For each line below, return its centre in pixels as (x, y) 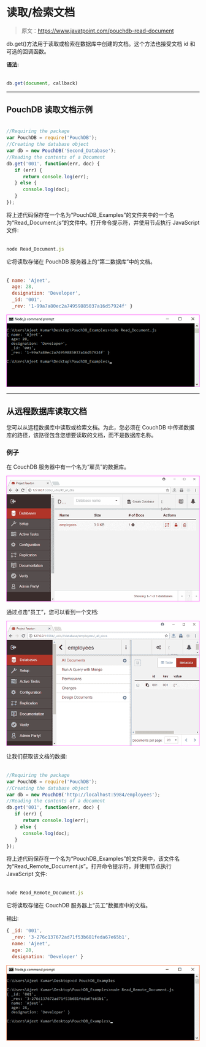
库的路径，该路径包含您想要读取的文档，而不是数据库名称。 (82, 435)
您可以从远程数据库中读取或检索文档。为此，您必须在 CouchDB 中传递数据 (101, 427)
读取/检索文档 (41, 13)
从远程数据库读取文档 (47, 411)
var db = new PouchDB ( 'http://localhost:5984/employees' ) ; (83, 795)
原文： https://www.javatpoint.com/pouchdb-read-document (97, 31)
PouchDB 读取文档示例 (50, 110)
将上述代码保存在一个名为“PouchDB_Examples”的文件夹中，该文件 (90, 859)
